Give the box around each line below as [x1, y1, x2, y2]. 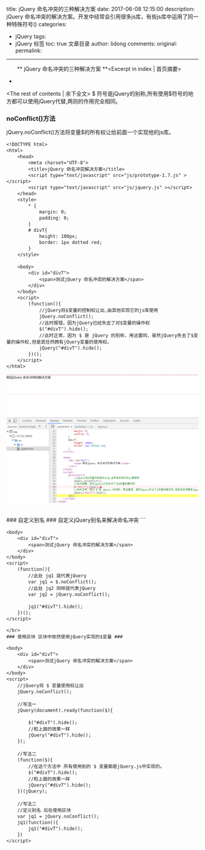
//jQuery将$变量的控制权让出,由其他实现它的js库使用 [38, 307, 159, 313]
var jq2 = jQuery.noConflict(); [28, 591, 111, 598]
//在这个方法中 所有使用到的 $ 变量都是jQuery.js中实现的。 [28, 763, 165, 770]
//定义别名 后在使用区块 [17, 807, 71, 813]
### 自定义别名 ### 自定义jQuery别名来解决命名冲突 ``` [6, 516, 146, 524]
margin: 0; [38, 209, 67, 215]
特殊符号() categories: [11, 21, 67, 27]
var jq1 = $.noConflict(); [28, 579, 97, 585]
